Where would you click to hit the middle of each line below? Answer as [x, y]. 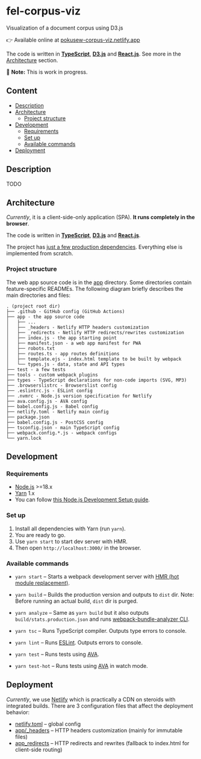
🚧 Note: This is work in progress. [47, 72]
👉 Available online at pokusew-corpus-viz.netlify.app [73, 40]
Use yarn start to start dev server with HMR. [71, 541]
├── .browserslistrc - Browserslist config [62, 385]
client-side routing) [39, 749]
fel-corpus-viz [44, 11]
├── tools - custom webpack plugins [52, 375]
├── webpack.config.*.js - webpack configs [62, 433]
